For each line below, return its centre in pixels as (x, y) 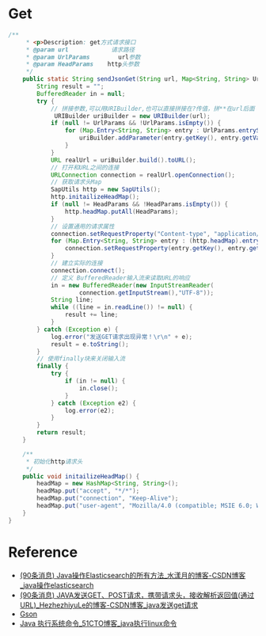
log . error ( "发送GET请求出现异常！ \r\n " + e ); (121, 337)
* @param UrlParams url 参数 (83, 57)
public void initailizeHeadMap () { (81, 476)
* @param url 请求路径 (80, 50)
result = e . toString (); (89, 344)
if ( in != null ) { (95, 381)
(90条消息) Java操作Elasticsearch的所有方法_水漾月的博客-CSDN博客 (133, 575)
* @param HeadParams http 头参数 (83, 64)
